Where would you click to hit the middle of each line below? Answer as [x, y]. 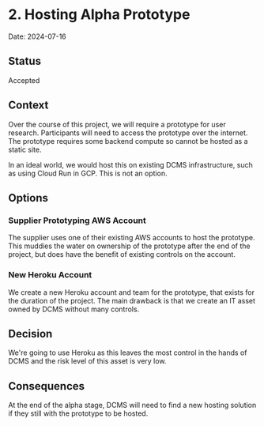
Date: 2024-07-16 [38, 36]
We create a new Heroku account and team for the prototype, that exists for [132, 292]
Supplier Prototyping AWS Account [77, 221]
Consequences [47, 386]
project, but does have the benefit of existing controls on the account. [122, 254]
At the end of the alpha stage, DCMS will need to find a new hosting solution [132, 405]
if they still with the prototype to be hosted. [78, 413]
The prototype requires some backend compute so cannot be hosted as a [128, 141]
